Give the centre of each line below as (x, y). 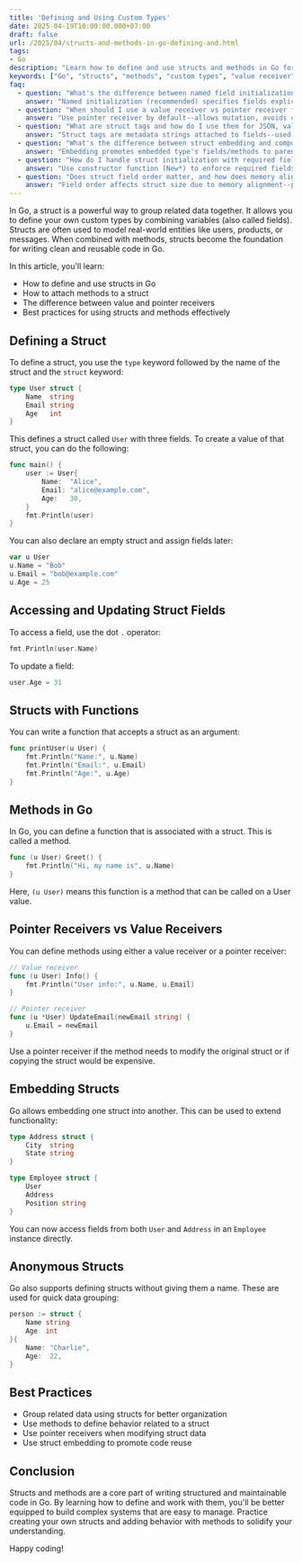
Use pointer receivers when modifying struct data (114, 1433)
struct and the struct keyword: (67, 372)
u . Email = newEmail (62, 1026)
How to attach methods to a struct (85, 293)
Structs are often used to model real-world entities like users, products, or (146, 229)
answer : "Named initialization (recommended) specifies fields (147, 101)
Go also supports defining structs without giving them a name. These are (144, 1289)
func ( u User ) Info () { (54, 976)
